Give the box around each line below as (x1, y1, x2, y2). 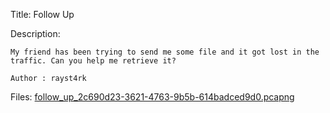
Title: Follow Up (10, 9, 75, 20)
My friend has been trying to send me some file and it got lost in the (10, 47, 320, 57)
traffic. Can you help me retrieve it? (10, 56, 177, 66)
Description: (10, 28, 61, 39)
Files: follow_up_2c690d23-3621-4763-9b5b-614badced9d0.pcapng (10, 91, 295, 103)
